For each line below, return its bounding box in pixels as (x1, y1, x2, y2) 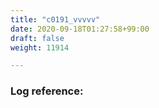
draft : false (10, 33, 65, 43)
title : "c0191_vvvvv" (10, 14, 101, 25)
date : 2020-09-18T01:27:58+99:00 (10, 24, 150, 34)
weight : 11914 (10, 42, 70, 53)
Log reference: (10, 84, 84, 98)
